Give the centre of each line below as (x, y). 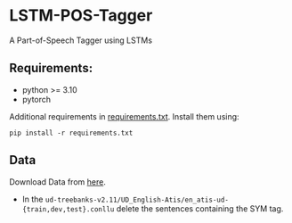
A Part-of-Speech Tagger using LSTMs (81, 40)
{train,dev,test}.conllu (68, 209)
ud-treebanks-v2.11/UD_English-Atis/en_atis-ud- (137, 200)
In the (32, 199)
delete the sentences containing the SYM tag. (200, 208)
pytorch (36, 99)
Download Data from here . (58, 182)
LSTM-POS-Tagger (81, 16)
